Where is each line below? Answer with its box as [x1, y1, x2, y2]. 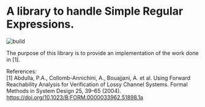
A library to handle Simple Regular [6, 4, 184, 18]
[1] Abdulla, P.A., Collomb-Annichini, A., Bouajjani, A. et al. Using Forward [6, 74, 191, 81]
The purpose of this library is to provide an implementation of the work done [6, 49, 199, 56]
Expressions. [6, 17, 75, 31]
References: [6, 67, 37, 75]
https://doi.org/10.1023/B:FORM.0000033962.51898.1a [6, 94, 144, 101]
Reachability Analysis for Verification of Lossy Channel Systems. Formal [6, 81, 188, 88]
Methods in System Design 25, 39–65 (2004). [6, 87, 121, 94]
